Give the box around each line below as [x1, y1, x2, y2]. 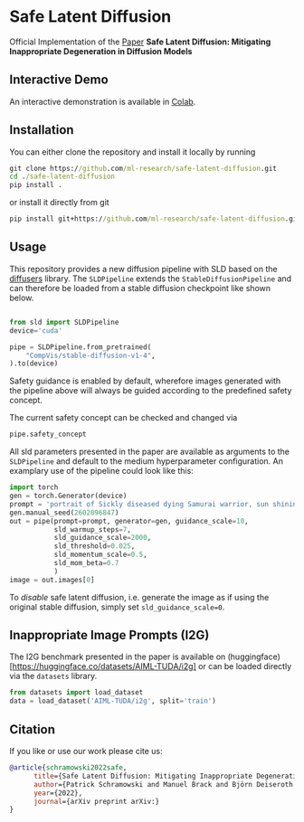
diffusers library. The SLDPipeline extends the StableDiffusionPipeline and [9, 273, 292, 284]
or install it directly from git [9, 197, 110, 208]
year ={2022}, [33, 789, 83, 798]
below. [9, 292, 34, 303]
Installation [9, 122, 74, 137]
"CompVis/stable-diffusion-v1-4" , [25, 351, 156, 360]
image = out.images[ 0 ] [9, 575, 95, 584]
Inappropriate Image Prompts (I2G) [9, 628, 210, 643]
